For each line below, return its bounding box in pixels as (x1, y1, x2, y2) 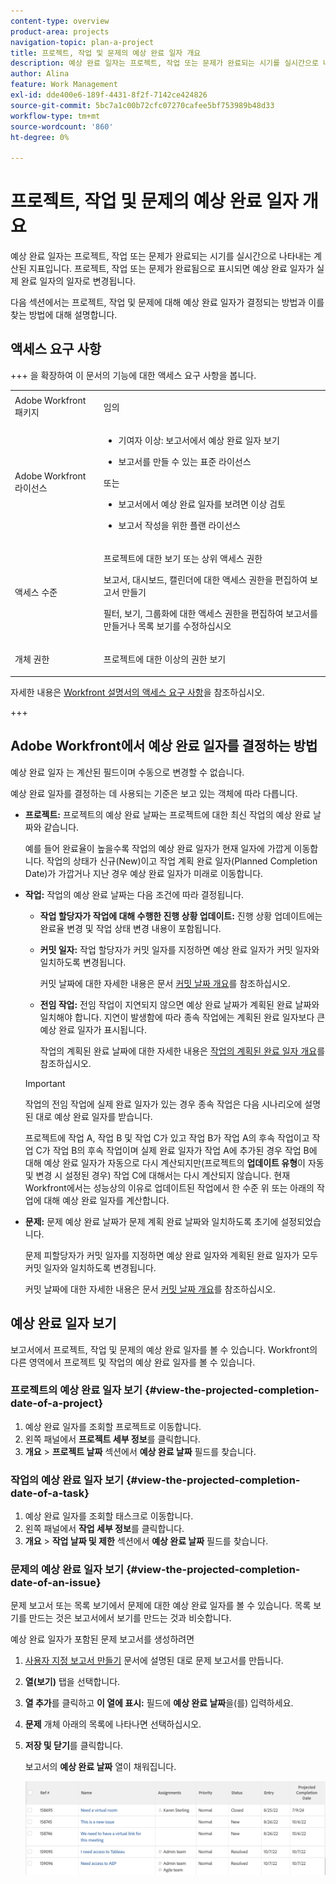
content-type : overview (10, 16, 110, 26)
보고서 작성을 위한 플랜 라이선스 (118, 519, 241, 531)
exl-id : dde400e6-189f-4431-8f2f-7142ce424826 (10, 90, 208, 100)
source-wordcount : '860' (10, 121, 114, 132)
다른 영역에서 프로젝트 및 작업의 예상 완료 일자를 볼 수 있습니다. (10, 1356, 256, 1368)
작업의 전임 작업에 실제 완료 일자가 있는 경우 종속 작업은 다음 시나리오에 (24, 1098, 303, 1110)
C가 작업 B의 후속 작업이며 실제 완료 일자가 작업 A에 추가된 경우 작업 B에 (35, 1144, 318, 1156)
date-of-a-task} (10, 1486, 90, 1500)
